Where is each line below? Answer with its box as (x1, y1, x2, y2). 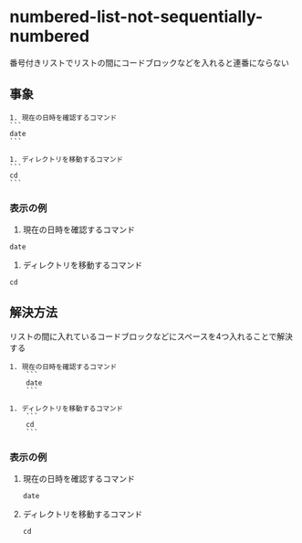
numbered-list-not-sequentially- (9, 6, 264, 27)
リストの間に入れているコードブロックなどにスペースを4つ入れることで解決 (9, 331, 294, 342)
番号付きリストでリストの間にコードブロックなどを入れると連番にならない (9, 57, 289, 68)
